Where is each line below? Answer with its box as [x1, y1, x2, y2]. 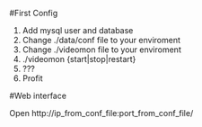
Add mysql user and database [22, 25, 134, 35]
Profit [22, 73, 43, 84]
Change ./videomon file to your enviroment [22, 44, 181, 55]
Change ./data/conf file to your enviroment [22, 35, 181, 45]
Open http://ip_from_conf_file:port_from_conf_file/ [9, 108, 194, 118]
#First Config [9, 8, 58, 18]
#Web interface [9, 90, 67, 101]
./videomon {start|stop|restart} [22, 54, 136, 64]
